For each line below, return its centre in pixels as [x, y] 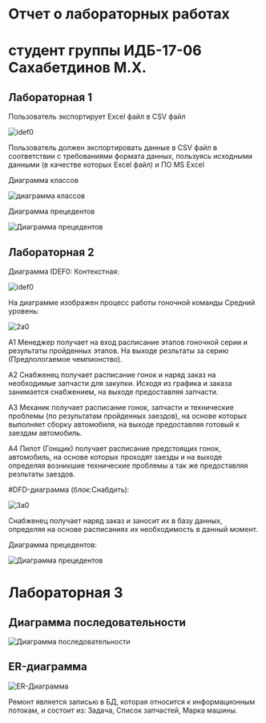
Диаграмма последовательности [97, 622]
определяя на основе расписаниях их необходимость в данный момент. [133, 529]
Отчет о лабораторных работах [119, 14]
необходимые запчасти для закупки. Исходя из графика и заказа [120, 383]
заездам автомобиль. [45, 433]
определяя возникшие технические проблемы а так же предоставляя [128, 465]
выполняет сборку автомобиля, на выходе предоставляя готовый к [124, 424]
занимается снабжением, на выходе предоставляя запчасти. [113, 392]
